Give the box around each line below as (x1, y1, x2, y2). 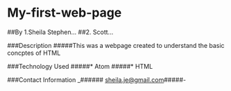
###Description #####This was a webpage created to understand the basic (7, 41, 225, 49)
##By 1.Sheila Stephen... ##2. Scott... (7, 28, 114, 36)
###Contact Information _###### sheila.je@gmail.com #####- (7, 75, 186, 84)
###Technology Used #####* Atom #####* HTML (7, 62, 153, 70)
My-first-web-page (7, 5, 122, 21)
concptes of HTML (7, 49, 61, 57)
